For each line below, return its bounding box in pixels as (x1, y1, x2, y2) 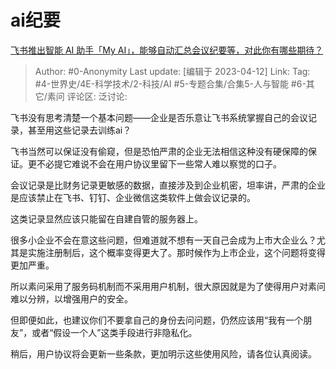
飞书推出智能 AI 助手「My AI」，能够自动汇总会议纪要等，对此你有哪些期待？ (10, 44, 324, 56)
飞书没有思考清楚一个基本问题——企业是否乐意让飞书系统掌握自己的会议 (10, 111, 308, 123)
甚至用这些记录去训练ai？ (27, 124, 132, 136)
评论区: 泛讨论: (66, 90, 128, 102)
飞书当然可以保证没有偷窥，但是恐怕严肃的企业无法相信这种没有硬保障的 (10, 145, 308, 157)
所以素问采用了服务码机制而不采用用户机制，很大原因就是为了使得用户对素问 (10, 280, 326, 292)
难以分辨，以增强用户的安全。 (10, 292, 133, 305)
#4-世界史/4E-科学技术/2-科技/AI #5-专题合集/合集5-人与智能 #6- (34, 77, 307, 90)
